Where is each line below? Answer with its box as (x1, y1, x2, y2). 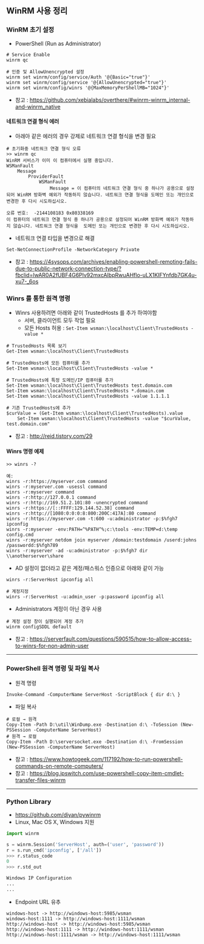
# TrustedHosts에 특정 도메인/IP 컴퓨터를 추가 (6, 377, 114, 384)
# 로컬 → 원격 (6, 716, 37, 722)
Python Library (6, 797, 52, 806)
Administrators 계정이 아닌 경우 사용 (15, 605, 102, 613)
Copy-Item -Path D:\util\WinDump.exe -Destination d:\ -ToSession (6, 721, 178, 728)
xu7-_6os (15, 278, 39, 285)
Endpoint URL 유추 (15, 898, 61, 906)
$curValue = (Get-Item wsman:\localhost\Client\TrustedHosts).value (6, 410, 183, 417)
